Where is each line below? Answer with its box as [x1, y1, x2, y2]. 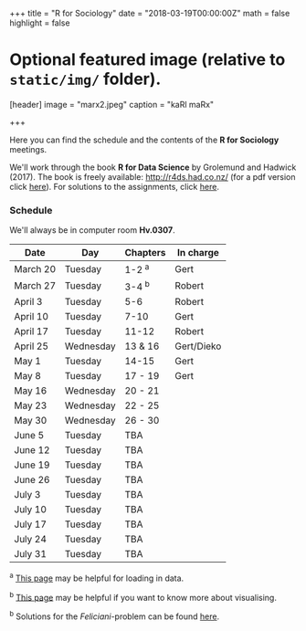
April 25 [14, 340, 48, 352]
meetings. [9, 143, 47, 154]
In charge [176, 247, 219, 259]
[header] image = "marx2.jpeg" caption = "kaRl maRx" [9, 99, 215, 110]
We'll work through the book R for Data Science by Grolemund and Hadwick [9, 162, 297, 173]
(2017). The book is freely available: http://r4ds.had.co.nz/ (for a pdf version [9, 171, 296, 182]
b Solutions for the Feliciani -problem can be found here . [9, 609, 220, 622]
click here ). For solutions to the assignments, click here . [9, 181, 219, 192]
